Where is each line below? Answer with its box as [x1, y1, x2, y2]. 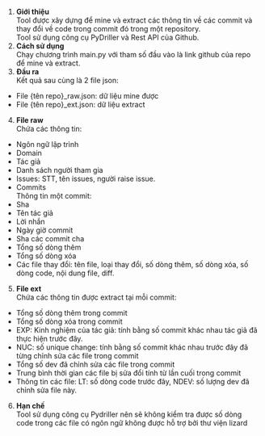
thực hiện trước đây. [15, 334, 83, 343]
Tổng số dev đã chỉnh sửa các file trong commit [15, 359, 175, 369]
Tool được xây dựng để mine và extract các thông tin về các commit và [15, 15, 253, 25]
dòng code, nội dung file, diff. [15, 268, 115, 278]
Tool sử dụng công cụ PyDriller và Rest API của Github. [15, 32, 200, 42]
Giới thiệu [15, 7, 50, 16]
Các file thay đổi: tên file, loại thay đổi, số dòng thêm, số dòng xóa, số [15, 260, 249, 269]
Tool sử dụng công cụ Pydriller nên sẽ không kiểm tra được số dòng [15, 409, 242, 419]
